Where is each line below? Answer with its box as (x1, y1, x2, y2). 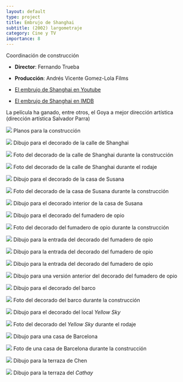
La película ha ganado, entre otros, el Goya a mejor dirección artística (6, 109, 174, 116)
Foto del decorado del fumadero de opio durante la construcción (13, 224, 170, 231)
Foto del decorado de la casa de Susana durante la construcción (13, 188, 169, 194)
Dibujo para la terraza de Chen (13, 357, 88, 364)
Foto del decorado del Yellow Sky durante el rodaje (13, 321, 136, 327)
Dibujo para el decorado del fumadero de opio (13, 212, 125, 219)
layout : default (6, 8, 46, 15)
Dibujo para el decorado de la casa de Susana (13, 175, 125, 182)
